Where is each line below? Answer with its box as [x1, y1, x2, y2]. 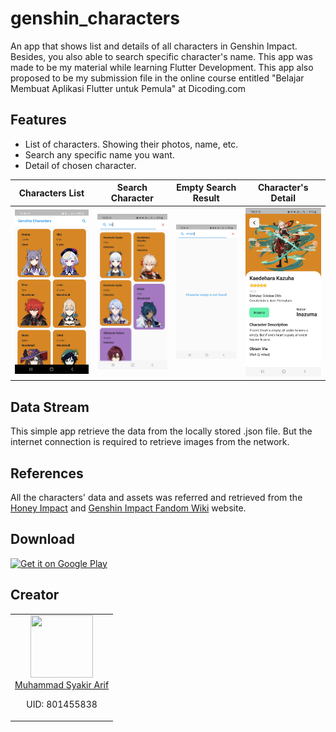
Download [10, 531, 75, 548]
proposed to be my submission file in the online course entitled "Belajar [10, 72, 305, 84]
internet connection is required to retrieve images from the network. [10, 436, 290, 448]
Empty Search [176, 182, 237, 194]
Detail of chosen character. [24, 159, 137, 171]
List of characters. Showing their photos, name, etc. [24, 138, 239, 150]
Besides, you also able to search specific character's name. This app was [10, 50, 313, 62]
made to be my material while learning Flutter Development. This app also [10, 61, 314, 73]
